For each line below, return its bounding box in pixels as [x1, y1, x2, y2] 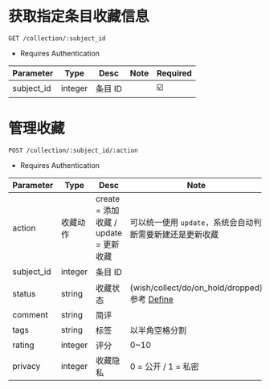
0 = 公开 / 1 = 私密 [129, 361, 199, 372]
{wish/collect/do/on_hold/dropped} [129, 282, 263, 293]
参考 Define [129, 293, 174, 305]
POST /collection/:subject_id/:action [8, 146, 138, 154]
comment [12, 309, 48, 320]
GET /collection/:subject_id [8, 34, 106, 43]
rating [12, 339, 35, 350]
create [95, 193, 121, 204]
